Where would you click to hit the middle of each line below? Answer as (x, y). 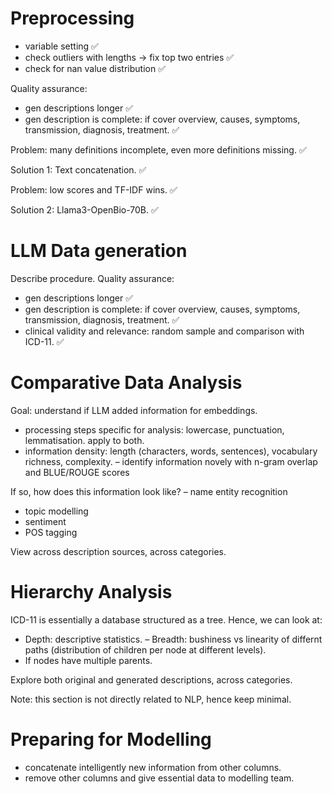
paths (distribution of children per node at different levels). (145, 649)
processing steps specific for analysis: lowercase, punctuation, (154, 429)
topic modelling (56, 511)
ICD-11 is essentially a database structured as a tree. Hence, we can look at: (166, 619)
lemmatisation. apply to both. (84, 440)
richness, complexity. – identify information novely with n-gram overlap (171, 461)
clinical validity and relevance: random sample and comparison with (164, 331)
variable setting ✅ (61, 46)
